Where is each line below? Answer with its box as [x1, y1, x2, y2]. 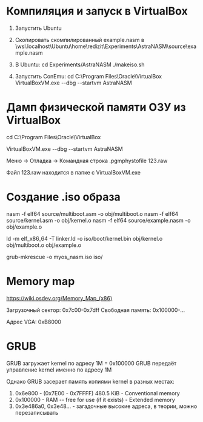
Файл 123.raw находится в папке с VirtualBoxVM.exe [6, 168, 141, 176]
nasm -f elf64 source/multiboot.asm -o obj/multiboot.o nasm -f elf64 [6, 210, 179, 217]
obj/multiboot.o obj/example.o [6, 241, 82, 249]
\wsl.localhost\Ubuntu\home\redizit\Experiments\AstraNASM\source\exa [15, 43, 197, 50]
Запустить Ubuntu [15, 24, 62, 32]
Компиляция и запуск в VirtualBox [6, 4, 188, 18]
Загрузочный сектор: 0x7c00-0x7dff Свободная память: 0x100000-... [6, 306, 185, 314]
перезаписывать [15, 409, 59, 416]
